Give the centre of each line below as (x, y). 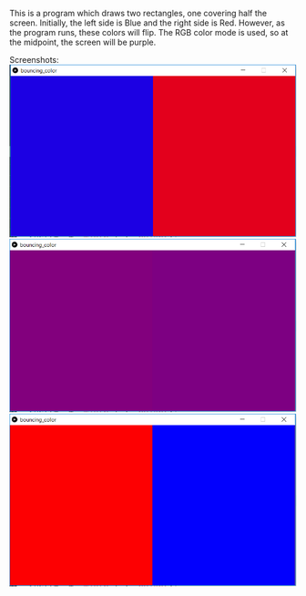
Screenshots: (34, 60)
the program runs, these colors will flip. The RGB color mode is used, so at (149, 32)
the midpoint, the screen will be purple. (83, 42)
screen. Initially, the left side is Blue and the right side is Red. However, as (147, 23)
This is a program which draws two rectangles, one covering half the (138, 13)
